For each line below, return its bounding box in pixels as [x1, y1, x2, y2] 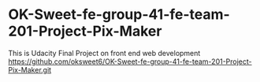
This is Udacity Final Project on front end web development [8, 48, 201, 58]
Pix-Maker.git [8, 65, 52, 74]
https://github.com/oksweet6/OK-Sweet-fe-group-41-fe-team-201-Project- [8, 57, 252, 66]
